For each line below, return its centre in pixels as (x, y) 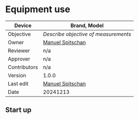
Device (23, 25)
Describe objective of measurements (87, 34)
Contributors (23, 67)
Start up (18, 110)
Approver (19, 58)
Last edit (18, 83)
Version (17, 75)
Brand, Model (87, 25)
